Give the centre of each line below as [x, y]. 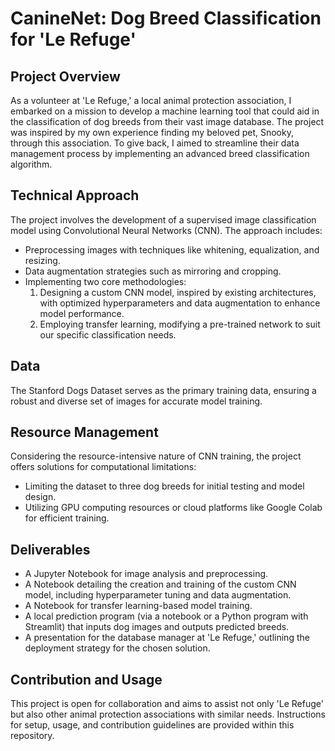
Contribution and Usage [86, 679]
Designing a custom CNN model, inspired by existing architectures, [178, 292]
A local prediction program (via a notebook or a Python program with [166, 616]
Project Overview [65, 76]
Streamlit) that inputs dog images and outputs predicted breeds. [157, 627]
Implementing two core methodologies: [105, 281]
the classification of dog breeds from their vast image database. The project [167, 121]
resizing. [42, 260]
